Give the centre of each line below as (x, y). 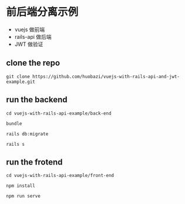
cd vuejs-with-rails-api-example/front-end (60, 176)
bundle (14, 123)
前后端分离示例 (42, 12)
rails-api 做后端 (33, 36)
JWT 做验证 (29, 44)
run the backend (37, 100)
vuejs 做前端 (30, 29)
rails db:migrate (27, 134)
